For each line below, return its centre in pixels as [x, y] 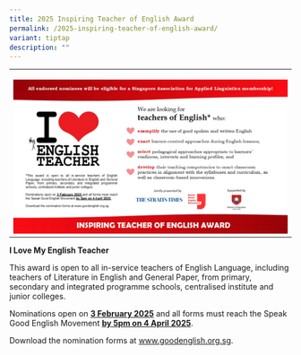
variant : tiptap [39, 38]
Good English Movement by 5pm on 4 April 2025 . [102, 324]
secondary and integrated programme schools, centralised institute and [142, 287]
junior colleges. [38, 297]
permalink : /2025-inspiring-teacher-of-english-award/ [114, 28]
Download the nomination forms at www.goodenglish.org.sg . [121, 341]
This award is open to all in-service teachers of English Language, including [149, 268]
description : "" [39, 48]
